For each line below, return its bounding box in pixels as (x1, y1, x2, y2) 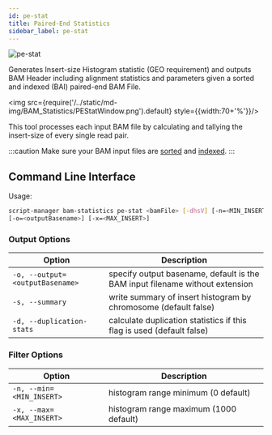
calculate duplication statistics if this (108, 315, 247, 326)
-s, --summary (12, 297, 67, 307)
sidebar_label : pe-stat (8, 27, 89, 35)
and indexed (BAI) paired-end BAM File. (8, 82, 142, 92)
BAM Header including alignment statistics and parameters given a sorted (8, 74, 255, 83)
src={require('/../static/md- (27, 98, 117, 108)
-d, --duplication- (12, 317, 87, 326)
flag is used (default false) (108, 325, 209, 336)
